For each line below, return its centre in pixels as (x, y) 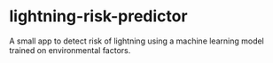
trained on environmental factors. (70, 50)
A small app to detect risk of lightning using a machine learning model (136, 41)
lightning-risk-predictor (98, 16)
